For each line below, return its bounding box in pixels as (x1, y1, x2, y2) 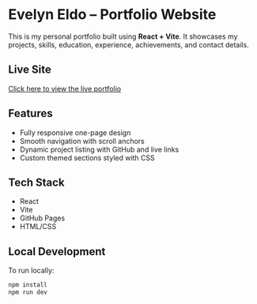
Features (8, 107, 53, 120)
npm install (8, 281, 47, 289)
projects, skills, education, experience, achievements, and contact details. (8, 39, 249, 49)
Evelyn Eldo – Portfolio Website (8, 6, 217, 24)
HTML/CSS (19, 222, 57, 231)
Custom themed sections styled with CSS (19, 152, 156, 163)
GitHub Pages (19, 213, 66, 223)
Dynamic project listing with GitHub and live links (19, 144, 180, 154)
